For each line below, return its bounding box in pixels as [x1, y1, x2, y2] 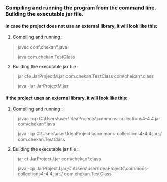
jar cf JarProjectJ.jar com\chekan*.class [17, 156, 102, 162]
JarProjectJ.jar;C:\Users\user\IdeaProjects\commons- [36, 166, 149, 172]
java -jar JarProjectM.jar [17, 83, 69, 89]
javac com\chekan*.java [17, 44, 68, 50]
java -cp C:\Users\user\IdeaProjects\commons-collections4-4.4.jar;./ [17, 131, 162, 137]
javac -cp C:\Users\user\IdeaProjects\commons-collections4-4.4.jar [17, 116, 161, 122]
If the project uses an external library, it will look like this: [5, 95, 128, 101]
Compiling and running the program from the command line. [5, 4, 156, 11]
